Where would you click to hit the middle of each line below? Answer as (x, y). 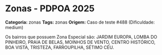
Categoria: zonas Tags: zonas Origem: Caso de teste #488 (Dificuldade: (80, 22)
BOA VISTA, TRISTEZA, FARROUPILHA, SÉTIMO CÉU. (60, 47)
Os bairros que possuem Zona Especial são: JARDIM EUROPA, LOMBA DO (81, 37)
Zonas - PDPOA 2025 (50, 9)
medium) (14, 27)
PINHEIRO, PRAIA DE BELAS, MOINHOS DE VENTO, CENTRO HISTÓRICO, (80, 42)
